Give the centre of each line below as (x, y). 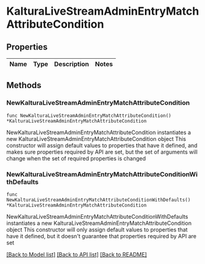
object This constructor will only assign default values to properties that (97, 229)
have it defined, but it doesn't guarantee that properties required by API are (101, 236)
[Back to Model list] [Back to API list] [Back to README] (77, 254)
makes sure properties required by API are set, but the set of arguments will (102, 152)
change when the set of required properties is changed (76, 158)
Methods (24, 85)
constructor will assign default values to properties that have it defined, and (102, 145)
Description (72, 64)
